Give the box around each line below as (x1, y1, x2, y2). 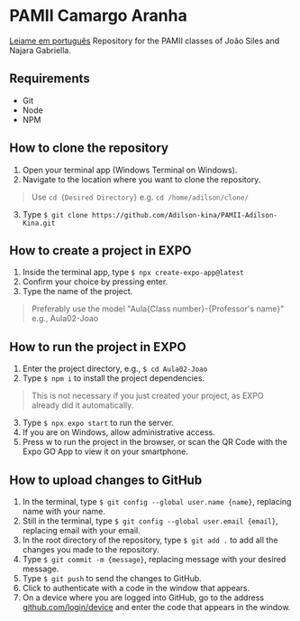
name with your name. (22, 506, 106, 516)
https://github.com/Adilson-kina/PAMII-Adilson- (91, 210, 277, 219)
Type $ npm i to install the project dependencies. (22, 373, 205, 384)
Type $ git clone (22, 209, 88, 219)
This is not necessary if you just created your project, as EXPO (31, 390, 264, 402)
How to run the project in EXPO (9, 339, 186, 355)
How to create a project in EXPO (9, 243, 192, 258)
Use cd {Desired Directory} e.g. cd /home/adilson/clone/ (31, 191, 250, 202)
